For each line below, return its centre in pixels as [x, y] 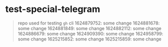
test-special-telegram [53, 9]
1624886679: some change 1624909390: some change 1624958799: [90, 33]
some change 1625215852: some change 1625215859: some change [90, 39]
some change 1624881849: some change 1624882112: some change [90, 28]
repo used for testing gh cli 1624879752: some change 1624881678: [89, 23]
